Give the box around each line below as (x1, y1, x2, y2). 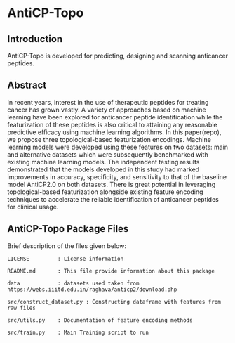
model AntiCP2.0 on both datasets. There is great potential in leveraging (7, 180, 216, 188)
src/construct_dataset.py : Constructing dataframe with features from (7, 298, 221, 305)
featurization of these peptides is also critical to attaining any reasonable (7, 120, 217, 129)
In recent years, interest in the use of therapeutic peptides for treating (7, 98, 209, 106)
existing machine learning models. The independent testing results (7, 157, 200, 166)
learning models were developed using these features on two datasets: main (7, 143, 229, 151)
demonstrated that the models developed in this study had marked (7, 165, 200, 174)
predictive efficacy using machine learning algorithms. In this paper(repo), (7, 128, 222, 136)
